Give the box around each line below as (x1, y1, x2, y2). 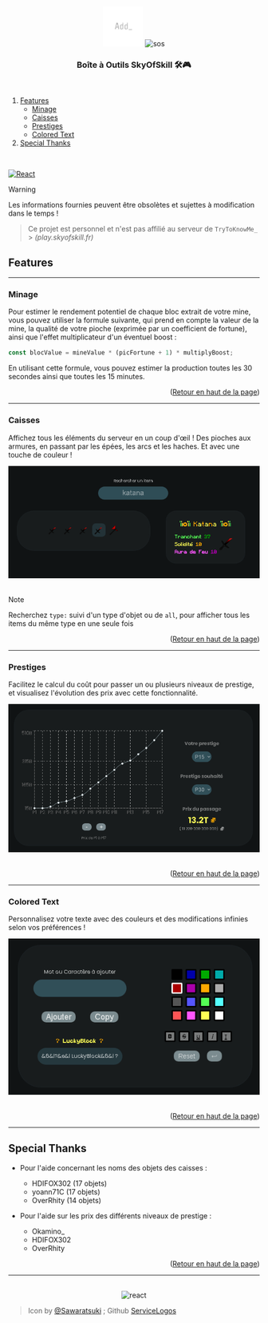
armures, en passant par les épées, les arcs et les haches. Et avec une (8, 442, 240, 451)
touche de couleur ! (8, 450, 73, 459)
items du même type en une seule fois (8, 619, 134, 628)
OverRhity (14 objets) (31, 1195, 102, 1205)
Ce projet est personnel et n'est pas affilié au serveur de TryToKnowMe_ (27, 224, 258, 234)
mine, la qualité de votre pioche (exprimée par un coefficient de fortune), (8, 324, 247, 334)
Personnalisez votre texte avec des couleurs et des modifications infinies (8, 914, 249, 924)
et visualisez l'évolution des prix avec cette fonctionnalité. (8, 688, 199, 698)
